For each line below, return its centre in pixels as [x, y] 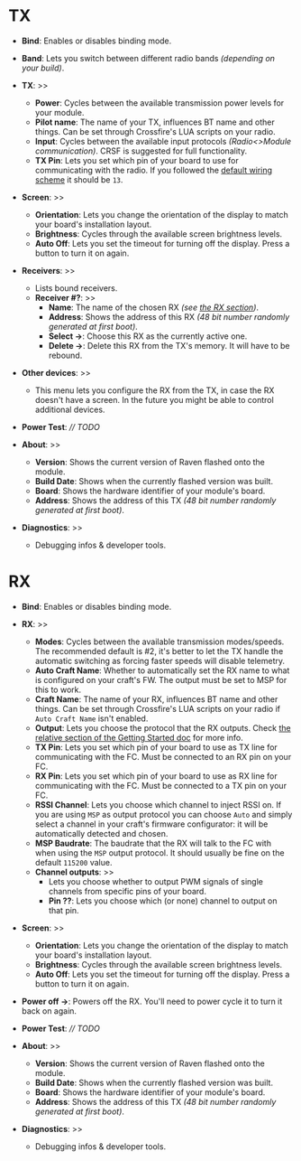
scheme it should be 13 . [79, 179]
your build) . [43, 68]
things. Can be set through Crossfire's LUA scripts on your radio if [158, 708]
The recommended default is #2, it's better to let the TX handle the [159, 651]
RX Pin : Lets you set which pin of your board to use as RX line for [156, 776]
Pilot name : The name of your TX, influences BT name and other [155, 122]
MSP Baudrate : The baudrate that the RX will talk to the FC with [153, 843]
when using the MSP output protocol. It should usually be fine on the [160, 852]
